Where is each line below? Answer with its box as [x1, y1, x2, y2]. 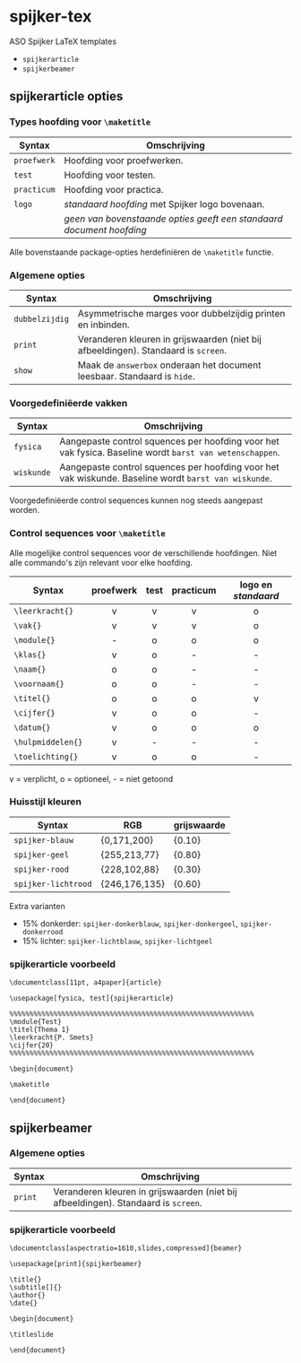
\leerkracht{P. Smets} [9, 1033, 94, 1042]
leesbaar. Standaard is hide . [77, 369, 195, 382]
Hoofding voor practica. [64, 183, 164, 195]
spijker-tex [9, 6, 92, 27]
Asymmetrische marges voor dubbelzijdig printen [77, 307, 286, 319]
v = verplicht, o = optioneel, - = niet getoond [9, 773, 173, 784]
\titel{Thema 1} [9, 1025, 70, 1035]
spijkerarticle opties [9, 89, 124, 104]
